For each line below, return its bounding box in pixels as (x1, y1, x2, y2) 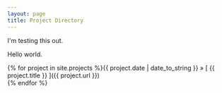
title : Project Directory (7, 17, 83, 24)
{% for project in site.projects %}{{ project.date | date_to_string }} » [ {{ (7, 63, 215, 72)
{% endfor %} (7, 78, 48, 87)
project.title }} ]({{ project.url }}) (7, 71, 100, 80)
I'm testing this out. (7, 36, 64, 44)
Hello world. (7, 50, 42, 58)
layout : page (7, 10, 46, 18)
